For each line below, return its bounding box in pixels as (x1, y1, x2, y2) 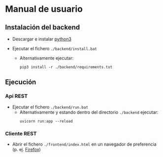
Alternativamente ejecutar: (19, 55, 74, 61)
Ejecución (5, 78, 36, 87)
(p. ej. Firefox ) (12, 146, 41, 152)
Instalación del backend (5, 23, 80, 31)
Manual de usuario (5, 3, 83, 15)
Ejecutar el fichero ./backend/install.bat (12, 46, 97, 51)
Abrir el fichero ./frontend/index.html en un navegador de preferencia (12, 141, 157, 147)
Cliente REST (5, 130, 37, 137)
